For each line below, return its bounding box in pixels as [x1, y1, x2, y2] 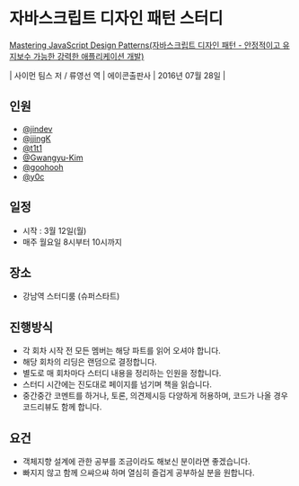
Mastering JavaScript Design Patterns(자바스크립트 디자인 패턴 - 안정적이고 [9, 40, 281, 50]
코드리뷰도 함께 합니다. [22, 401, 102, 412]
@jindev [22, 123, 53, 134]
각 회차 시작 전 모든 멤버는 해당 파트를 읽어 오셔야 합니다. [22, 346, 222, 356]
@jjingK [22, 132, 51, 144]
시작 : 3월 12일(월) [22, 225, 87, 236]
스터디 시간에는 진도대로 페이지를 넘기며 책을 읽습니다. [22, 379, 213, 390]
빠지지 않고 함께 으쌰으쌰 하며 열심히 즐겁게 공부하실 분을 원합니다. [22, 467, 255, 478]
